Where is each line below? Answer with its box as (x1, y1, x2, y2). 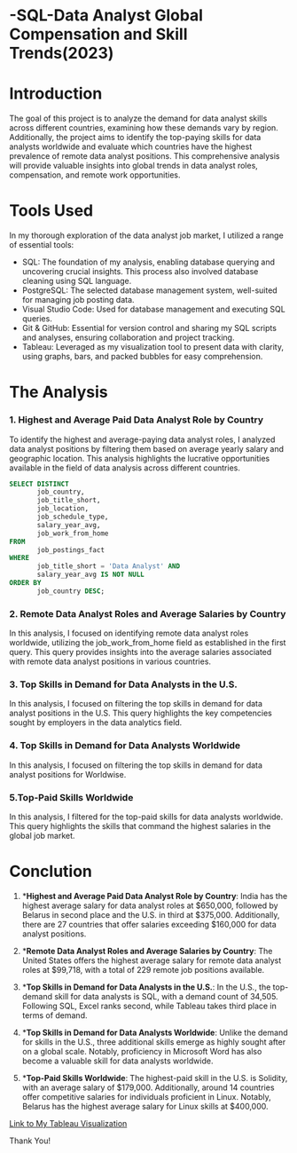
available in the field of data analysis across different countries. (9, 462, 241, 473)
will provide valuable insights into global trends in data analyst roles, (9, 161, 259, 171)
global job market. (9, 830, 75, 841)
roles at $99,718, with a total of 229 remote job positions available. (21, 964, 265, 975)
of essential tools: (9, 240, 74, 250)
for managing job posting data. (21, 295, 135, 305)
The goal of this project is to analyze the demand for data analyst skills (9, 113, 268, 124)
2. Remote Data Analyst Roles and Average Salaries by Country (9, 607, 286, 620)
